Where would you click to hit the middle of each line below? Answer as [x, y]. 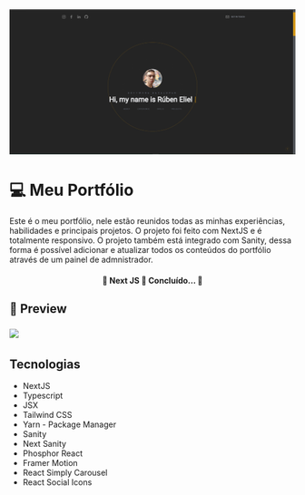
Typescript [43, 396]
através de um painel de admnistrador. [81, 260]
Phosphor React [53, 453]
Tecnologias [45, 364]
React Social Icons [57, 482]
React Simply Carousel [65, 473]
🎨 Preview [38, 309]
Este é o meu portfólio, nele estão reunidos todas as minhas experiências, [148, 221]
